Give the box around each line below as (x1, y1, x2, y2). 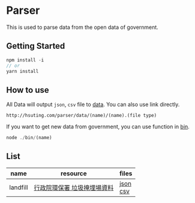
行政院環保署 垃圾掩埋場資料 (34, 183, 114, 192)
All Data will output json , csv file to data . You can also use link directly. (6, 101, 180, 108)
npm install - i (6, 57, 44, 63)
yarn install (6, 68, 39, 74)
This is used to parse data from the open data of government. (6, 23, 159, 31)
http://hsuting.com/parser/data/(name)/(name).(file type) (6, 113, 157, 119)
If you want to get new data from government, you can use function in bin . (6, 123, 190, 130)
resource (61, 169, 87, 178)
